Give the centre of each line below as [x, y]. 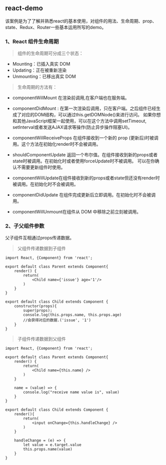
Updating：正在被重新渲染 [39, 70]
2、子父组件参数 [25, 226]
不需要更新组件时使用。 [41, 167]
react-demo [24, 8]
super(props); [38, 311]
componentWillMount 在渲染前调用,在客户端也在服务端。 [71, 98]
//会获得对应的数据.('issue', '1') [57, 320]
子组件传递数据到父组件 [41, 339]
